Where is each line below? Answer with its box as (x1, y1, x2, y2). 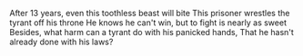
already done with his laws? (9, 36, 114, 47)
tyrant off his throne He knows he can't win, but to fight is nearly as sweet (9, 17, 287, 28)
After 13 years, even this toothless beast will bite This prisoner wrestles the (9, 8, 290, 18)
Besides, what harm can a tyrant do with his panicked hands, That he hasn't (9, 27, 294, 37)
